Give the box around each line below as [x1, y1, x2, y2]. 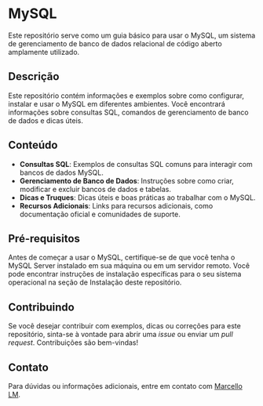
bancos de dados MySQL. [19, 168, 104, 177]
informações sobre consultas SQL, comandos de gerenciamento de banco [8, 107, 249, 117]
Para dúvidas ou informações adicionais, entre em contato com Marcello [8, 382, 243, 390]
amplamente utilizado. [8, 47, 80, 56]
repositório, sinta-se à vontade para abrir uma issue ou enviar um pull [8, 330, 233, 339]
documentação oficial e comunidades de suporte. [19, 209, 181, 219]
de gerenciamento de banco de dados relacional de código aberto [8, 38, 222, 48]
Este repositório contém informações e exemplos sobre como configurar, [8, 91, 245, 100]
